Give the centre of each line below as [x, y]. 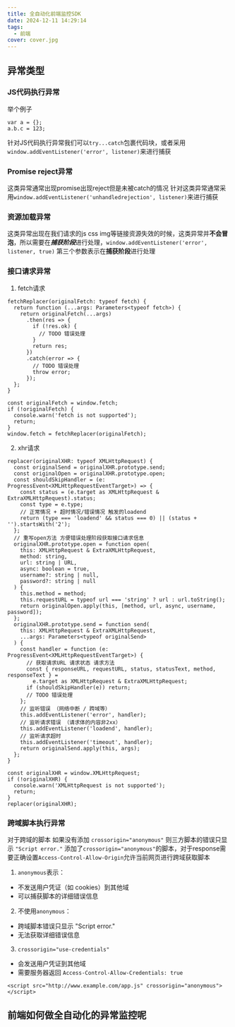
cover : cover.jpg [33, 40]
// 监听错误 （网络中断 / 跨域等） [65, 709]
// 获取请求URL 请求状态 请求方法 [70, 663]
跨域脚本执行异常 [36, 823]
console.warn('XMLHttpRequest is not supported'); [90, 785]
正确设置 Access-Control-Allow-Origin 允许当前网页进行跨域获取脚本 [112, 857]
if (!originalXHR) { [38, 779]
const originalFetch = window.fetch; [63, 403]
